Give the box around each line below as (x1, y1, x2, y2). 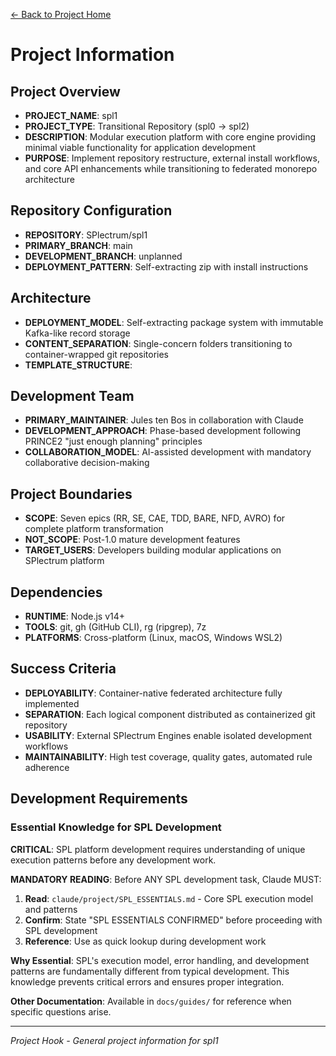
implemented (24, 697, 80, 709)
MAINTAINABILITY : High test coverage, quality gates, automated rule (24, 750, 313, 763)
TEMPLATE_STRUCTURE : (24, 359, 133, 371)
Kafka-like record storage (24, 327, 131, 339)
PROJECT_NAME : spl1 (24, 110, 118, 121)
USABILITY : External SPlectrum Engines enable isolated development (24, 729, 313, 741)
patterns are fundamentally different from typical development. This (10, 965, 290, 977)
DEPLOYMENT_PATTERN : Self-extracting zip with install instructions (24, 260, 309, 273)
